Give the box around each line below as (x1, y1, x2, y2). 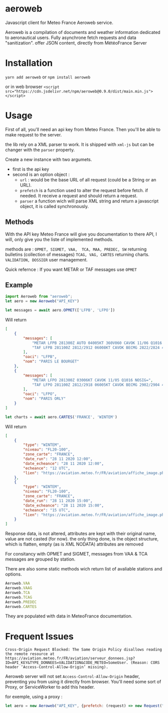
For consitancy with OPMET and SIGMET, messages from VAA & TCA (5, 551, 148, 557)
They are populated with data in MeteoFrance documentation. (5, 613, 132, 619)
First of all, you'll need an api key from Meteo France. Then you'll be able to (5, 126, 161, 132)
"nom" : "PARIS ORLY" (23, 396, 66, 401)
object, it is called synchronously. (19, 203, 89, 209)
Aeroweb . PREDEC (5, 599, 37, 604)
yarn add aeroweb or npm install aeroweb (5, 73, 91, 80)
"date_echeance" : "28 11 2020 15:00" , (23, 503, 104, 508)
